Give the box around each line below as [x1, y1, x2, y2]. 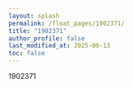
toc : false [8, 49, 45, 57]
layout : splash [8, 11, 60, 20]
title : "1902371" [8, 27, 67, 35]
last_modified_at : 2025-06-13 [8, 42, 111, 50]
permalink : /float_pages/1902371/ [8, 19, 126, 27]
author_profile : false [8, 34, 85, 43]
